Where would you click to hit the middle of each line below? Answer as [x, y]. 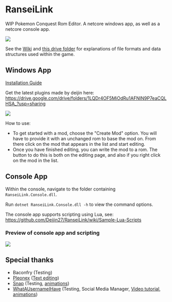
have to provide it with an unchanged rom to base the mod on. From [84, 138]
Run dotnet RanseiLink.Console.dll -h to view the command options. [79, 204]
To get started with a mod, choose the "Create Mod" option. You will [85, 133]
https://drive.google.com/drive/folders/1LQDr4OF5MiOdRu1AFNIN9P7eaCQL [86, 98]
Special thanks [29, 260]
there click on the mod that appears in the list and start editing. [79, 144]
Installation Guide [24, 83]
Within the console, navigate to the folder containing [61, 189]
